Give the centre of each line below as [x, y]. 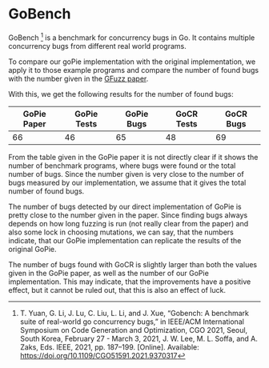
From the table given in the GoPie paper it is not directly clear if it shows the [133, 157]
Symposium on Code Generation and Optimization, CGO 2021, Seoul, [134, 330]
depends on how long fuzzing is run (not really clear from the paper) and [128, 223]
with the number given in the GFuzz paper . [78, 78]
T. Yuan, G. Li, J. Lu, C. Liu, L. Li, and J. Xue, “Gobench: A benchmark [134, 313]
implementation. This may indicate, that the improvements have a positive [130, 282]
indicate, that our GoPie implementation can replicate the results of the [125, 240]
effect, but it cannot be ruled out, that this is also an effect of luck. [117, 290]
